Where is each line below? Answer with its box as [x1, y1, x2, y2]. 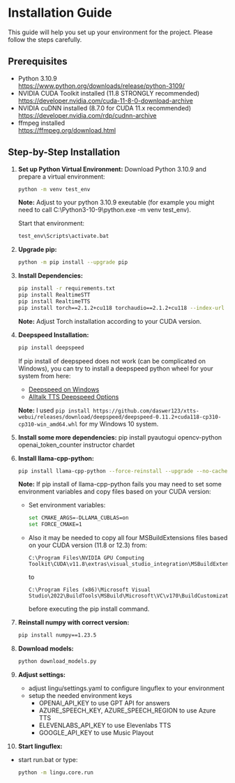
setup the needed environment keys [28, 691, 132, 699]
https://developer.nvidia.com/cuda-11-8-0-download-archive [17, 96, 194, 105]
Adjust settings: [17, 670, 66, 678]
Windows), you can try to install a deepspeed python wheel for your [17, 364, 213, 373]
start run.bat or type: [17, 755, 78, 763]
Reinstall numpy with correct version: [17, 618, 130, 627]
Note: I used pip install [17, 406, 90, 415]
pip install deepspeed [17, 344, 84, 351]
